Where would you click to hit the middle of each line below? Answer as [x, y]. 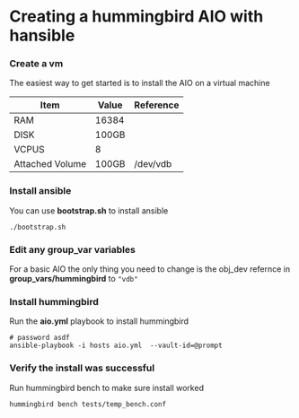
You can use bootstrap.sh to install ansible [89, 210]
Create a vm [36, 64]
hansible [42, 35]
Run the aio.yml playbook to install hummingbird [99, 321]
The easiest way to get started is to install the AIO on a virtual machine [140, 83]
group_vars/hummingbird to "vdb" [74, 279]
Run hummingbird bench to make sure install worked [107, 388]
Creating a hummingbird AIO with [136, 17]
